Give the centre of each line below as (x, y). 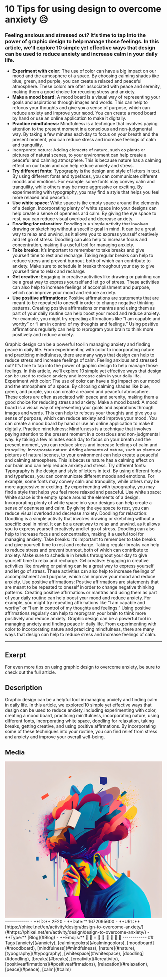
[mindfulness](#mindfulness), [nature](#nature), (86, 948)
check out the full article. (31, 672)
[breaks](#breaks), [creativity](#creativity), (76, 958)
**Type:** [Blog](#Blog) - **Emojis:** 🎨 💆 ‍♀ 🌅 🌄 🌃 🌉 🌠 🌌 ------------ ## (79, 937)
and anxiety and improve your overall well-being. (55, 737)
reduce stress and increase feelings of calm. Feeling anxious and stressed (81, 360)
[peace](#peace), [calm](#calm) (38, 969)
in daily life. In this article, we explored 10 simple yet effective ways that (78, 705)
